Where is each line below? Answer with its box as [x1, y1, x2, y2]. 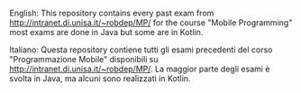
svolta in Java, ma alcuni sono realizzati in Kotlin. [9, 73, 191, 84]
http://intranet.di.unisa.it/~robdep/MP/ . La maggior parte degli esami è [9, 63, 270, 74]
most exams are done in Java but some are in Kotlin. [9, 27, 204, 37]
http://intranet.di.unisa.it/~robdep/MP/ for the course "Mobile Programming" [9, 17, 293, 28]
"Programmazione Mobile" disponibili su [9, 54, 160, 64]
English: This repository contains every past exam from [9, 8, 214, 18]
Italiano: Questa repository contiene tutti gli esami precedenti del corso [9, 44, 273, 55]
